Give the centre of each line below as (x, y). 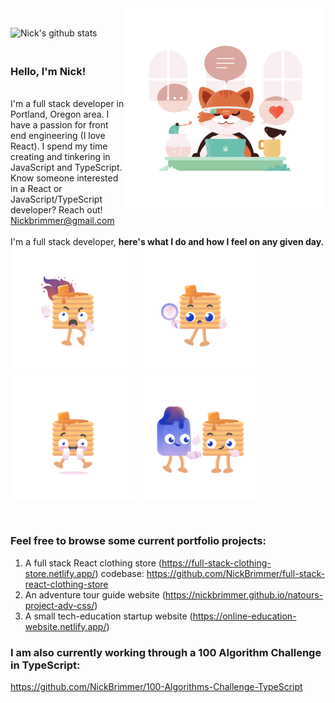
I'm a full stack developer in (67, 104)
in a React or (36, 189)
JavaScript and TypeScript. (66, 168)
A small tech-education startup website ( (108, 616)
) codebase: (119, 573)
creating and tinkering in (60, 157)
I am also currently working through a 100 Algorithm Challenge (166, 652)
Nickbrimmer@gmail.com (62, 221)
